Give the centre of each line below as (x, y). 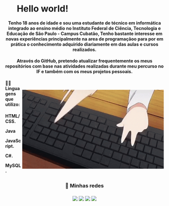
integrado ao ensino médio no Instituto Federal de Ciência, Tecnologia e (84, 28)
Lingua (13, 88)
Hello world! (43, 9)
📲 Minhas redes (84, 185)
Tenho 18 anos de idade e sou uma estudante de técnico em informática (84, 23)
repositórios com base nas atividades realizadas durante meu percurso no (84, 66)
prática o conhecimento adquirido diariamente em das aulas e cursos (84, 44)
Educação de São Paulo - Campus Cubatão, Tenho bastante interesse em (84, 34)
